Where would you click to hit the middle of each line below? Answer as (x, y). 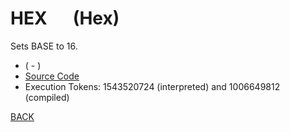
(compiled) (47, 97)
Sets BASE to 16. (44, 46)
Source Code (52, 76)
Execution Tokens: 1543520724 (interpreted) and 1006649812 (152, 86)
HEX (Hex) (65, 18)
